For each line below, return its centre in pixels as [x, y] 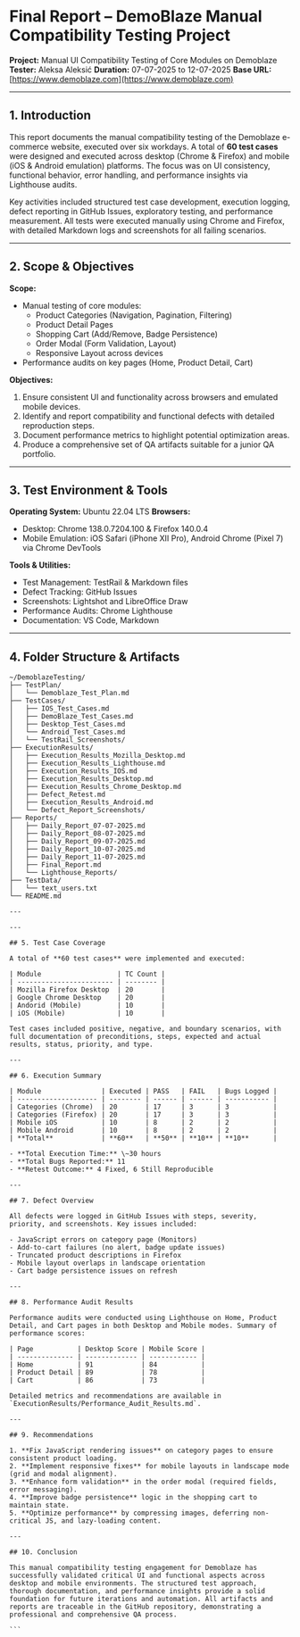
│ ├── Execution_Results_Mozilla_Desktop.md [97, 756]
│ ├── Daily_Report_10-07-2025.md [77, 850]
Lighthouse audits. [43, 184]
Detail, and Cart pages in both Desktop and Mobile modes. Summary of [143, 1326]
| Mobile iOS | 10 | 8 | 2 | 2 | [143, 1123]
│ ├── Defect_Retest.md [57, 795]
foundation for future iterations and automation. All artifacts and [142, 1600]
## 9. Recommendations [51, 1435]
